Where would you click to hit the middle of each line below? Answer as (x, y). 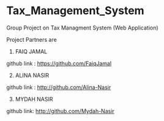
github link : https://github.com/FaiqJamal (59, 63)
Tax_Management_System (76, 11)
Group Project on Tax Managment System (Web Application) (82, 28)
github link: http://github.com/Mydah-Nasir (60, 111)
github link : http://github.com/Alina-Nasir (59, 87)
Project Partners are (32, 39)
